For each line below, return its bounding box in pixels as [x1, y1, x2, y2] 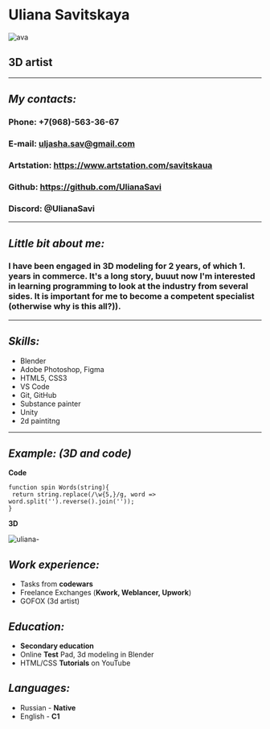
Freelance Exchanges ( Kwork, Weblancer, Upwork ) [19, 588, 191, 598]
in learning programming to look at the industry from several [8, 280, 249, 292]
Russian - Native [19, 702, 76, 712]
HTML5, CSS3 [19, 373, 67, 383]
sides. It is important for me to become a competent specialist [8, 291, 255, 302]
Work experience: [8, 557, 100, 571]
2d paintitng [19, 416, 60, 425]
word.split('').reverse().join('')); [8, 498, 135, 506]
